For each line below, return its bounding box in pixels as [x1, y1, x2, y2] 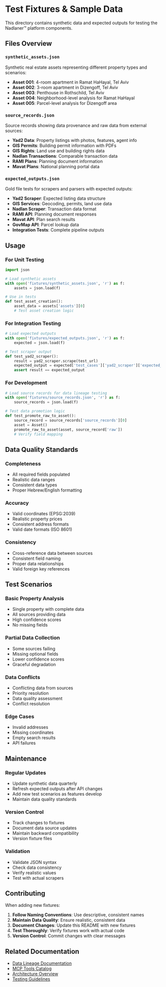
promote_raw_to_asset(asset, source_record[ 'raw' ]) [14, 427, 123, 432]
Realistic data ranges [12, 477, 55, 483]
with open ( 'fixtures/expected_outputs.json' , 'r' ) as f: [5, 336, 125, 341]
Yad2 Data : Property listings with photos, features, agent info [12, 137, 137, 143]
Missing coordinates [12, 729, 54, 735]
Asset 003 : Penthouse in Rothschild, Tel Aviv [12, 90, 105, 95]
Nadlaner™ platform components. [5, 25, 73, 31]
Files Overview [5, 40, 52, 48]
